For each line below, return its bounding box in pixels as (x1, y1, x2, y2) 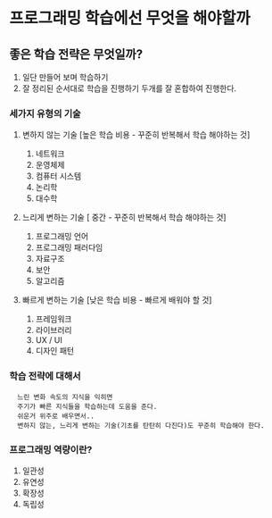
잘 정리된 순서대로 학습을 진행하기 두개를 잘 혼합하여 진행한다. (21, 83, 237, 94)
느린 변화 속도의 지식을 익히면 (17, 392, 113, 402)
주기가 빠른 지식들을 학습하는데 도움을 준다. (17, 402, 158, 411)
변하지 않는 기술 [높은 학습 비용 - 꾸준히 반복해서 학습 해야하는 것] (21, 129, 251, 140)
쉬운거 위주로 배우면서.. (17, 412, 95, 421)
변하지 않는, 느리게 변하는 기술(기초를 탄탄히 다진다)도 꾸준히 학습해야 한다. (17, 421, 265, 430)
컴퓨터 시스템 (35, 171, 82, 181)
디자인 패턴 (35, 346, 74, 356)
